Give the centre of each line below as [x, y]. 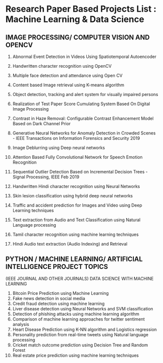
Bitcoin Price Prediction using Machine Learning [60, 293]
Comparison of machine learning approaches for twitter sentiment [79, 319]
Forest [19, 350]
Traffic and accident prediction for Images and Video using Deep [77, 205]
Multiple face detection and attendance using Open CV [67, 76]
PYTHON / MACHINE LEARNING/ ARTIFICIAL [74, 259]
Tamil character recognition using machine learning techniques [75, 234]
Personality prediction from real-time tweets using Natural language [80, 334]
